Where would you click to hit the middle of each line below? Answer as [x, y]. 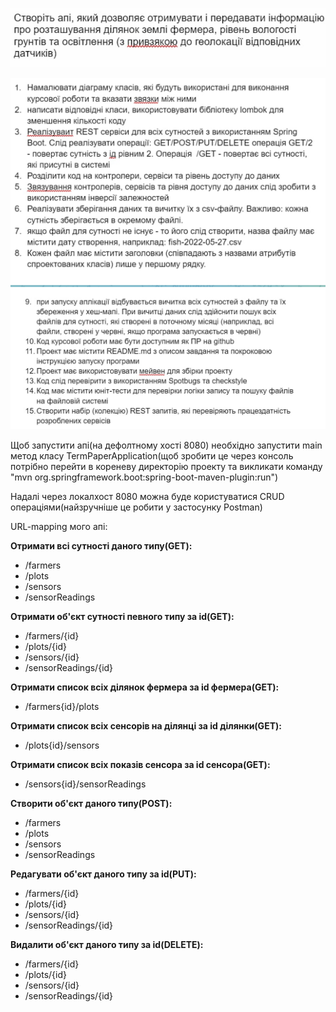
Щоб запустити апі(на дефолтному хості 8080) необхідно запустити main [166, 445]
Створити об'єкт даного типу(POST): [91, 804]
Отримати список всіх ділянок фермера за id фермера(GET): [145, 687]
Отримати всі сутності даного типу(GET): [101, 546]
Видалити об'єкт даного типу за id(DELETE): [107, 945]
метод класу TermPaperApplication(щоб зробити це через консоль [152, 456]
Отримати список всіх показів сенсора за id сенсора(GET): [140, 765]
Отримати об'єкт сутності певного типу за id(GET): [122, 617]
